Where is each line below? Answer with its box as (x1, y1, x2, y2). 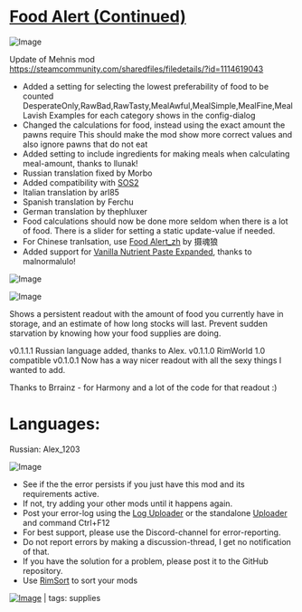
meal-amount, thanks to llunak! (22, 158, 138, 168)
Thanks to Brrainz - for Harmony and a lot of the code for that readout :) (9, 382, 278, 393)
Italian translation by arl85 (22, 186, 120, 197)
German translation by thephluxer (22, 206, 147, 216)
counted (22, 91, 54, 101)
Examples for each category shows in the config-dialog (49, 110, 256, 120)
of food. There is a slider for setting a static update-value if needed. (22, 225, 276, 236)
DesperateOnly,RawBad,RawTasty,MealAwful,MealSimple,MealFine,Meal (22, 100, 294, 110)
